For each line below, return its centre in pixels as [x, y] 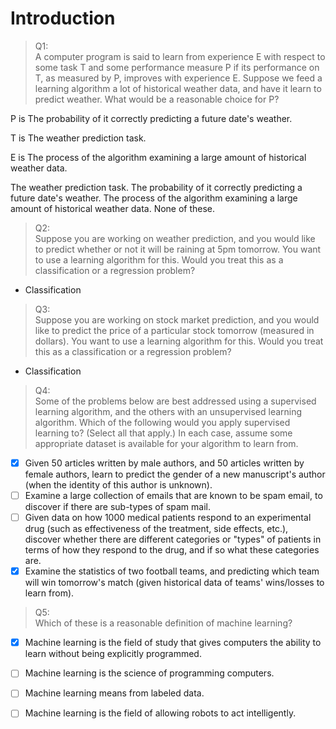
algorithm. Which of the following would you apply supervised [162, 422]
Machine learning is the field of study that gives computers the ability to [173, 643]
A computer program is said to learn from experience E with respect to [180, 56]
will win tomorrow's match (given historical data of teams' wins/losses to [174, 583]
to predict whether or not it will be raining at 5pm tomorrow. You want [178, 249]
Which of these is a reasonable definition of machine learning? [163, 623]
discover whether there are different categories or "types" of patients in [173, 539]
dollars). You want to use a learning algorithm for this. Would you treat [179, 341]
